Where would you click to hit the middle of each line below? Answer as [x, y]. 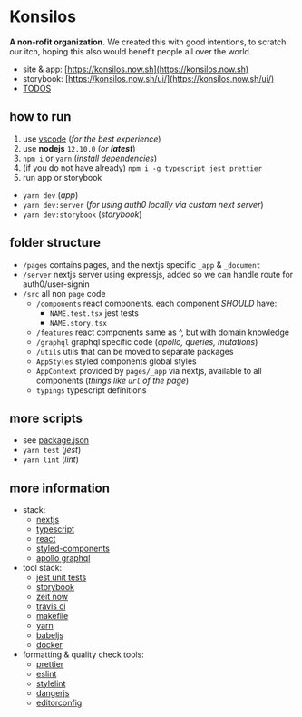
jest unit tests [61, 577]
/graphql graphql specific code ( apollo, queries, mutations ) [147, 341]
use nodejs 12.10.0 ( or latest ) [79, 148]
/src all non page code [64, 293]
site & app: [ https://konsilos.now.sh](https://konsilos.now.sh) [136, 69]
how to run [40, 117]
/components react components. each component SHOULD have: [156, 303]
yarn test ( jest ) [52, 450]
